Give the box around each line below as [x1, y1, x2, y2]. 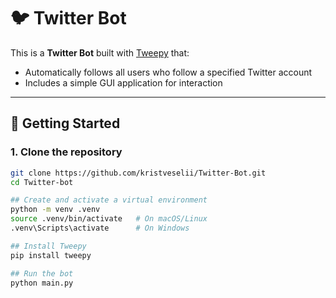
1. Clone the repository [10, 145, 123, 159]
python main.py [10, 278, 74, 288]
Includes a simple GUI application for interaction [24, 76, 223, 89]
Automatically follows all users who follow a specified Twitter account [24, 66, 313, 78]
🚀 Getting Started [10, 115, 121, 132]
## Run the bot [10, 268, 74, 279]
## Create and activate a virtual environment [10, 195, 208, 205]
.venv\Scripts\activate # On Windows [10, 223, 190, 233]
